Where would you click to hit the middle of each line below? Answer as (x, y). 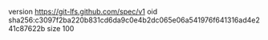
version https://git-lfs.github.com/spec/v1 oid (83, 12)
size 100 (61, 28)
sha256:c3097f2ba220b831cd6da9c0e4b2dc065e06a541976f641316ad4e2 (134, 20)
